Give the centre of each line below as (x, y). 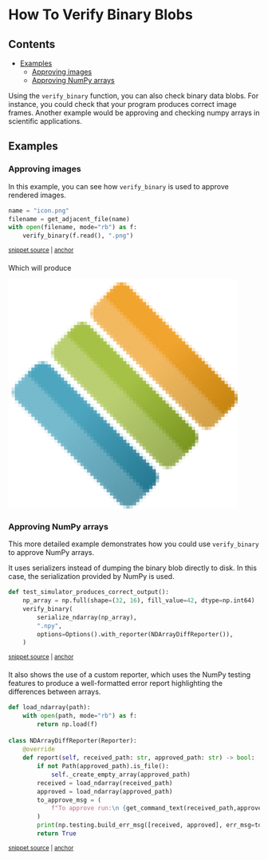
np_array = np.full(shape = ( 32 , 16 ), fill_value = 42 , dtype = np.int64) (139, 600)
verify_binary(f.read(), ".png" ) (78, 236)
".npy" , (49, 626)
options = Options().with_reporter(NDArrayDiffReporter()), (135, 634)
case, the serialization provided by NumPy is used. (91, 577)
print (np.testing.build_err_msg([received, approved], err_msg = (146, 825)
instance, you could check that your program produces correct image (122, 104)
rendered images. (37, 195)
